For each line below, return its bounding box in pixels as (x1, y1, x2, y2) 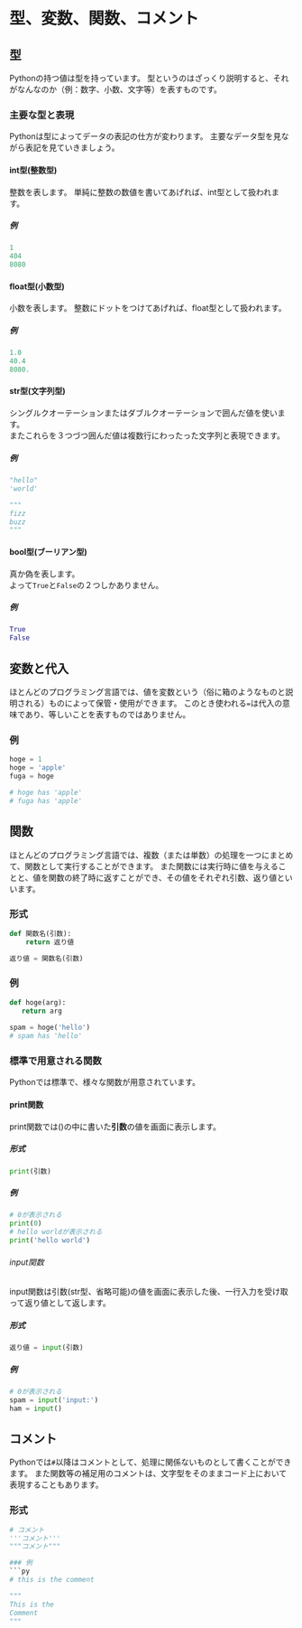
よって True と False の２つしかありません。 (9, 579, 164, 590)
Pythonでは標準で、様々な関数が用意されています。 (9, 1077, 201, 1088)
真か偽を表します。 (9, 568, 80, 579)
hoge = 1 (9, 755, 42, 764)
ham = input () (9, 1404, 63, 1413)
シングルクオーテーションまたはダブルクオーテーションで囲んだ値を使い (9, 407, 278, 418)
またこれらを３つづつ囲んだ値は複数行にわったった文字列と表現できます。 (9, 430, 286, 441)
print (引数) (9, 1166, 51, 1175)
